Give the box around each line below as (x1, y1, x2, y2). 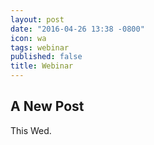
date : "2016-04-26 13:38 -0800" (10, 24, 145, 34)
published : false (10, 52, 83, 62)
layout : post (10, 14, 65, 25)
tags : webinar (10, 42, 70, 53)
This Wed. (10, 124, 52, 136)
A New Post (10, 98, 85, 115)
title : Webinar (10, 61, 74, 71)
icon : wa (10, 33, 47, 43)
